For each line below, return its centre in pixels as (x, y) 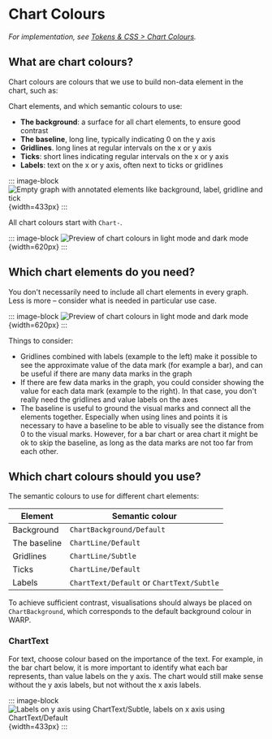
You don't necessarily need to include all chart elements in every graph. (129, 292)
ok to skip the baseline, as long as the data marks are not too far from (136, 443)
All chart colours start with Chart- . (66, 222)
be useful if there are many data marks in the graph (106, 374)
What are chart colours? (71, 62)
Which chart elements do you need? (102, 272)
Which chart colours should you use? (105, 476)
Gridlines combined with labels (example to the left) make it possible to (138, 356)
